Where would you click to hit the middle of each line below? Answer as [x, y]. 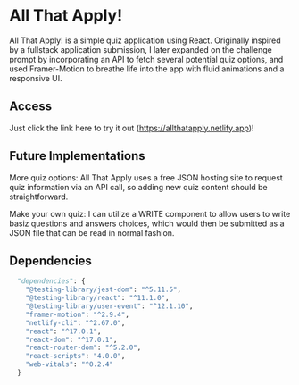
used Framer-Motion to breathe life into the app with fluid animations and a [147, 69]
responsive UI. [36, 78]
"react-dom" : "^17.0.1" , [71, 339]
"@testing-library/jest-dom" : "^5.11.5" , [103, 290]
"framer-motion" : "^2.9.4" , [77, 314]
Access [30, 107]
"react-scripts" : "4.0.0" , [75, 356]
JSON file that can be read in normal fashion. [92, 232]
